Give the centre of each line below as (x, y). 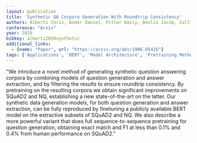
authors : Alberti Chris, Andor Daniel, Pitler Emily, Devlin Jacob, (91, 22)
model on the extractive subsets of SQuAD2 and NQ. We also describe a (93, 115)
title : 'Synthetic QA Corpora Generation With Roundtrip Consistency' (94, 17)
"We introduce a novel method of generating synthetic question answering (96, 71)
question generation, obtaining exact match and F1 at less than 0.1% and (93, 127)
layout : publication (31, 11)
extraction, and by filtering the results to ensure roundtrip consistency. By (95, 84)
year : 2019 (19, 33)
